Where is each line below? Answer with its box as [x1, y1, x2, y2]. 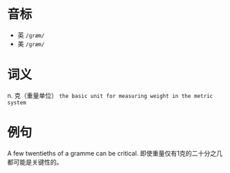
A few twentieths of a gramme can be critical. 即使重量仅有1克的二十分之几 [7, 148, 223, 158]
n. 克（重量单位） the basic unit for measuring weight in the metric [7, 91, 213, 99]
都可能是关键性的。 [7, 158, 63, 166]
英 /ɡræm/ [17, 31, 45, 39]
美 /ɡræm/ [17, 39, 45, 48]
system [7, 99, 27, 106]
